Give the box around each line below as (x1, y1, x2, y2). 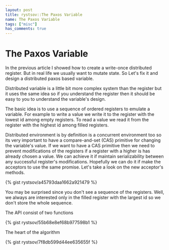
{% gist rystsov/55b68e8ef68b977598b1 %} (5, 220, 98, 226)
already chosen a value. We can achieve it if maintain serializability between (5, 153, 164, 159)
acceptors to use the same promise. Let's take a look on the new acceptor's (5, 164, 163, 170)
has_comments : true (5, 26, 47, 31)
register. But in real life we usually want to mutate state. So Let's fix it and (5, 70, 158, 76)
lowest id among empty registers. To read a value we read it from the (5, 117, 149, 123)
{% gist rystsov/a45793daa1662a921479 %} (5, 179, 97, 185)
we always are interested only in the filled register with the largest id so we (5, 194, 161, 200)
